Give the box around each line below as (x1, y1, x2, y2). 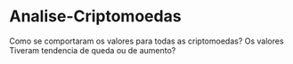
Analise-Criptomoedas (9, 6, 182, 27)
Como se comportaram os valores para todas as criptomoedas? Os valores (9, 36, 284, 46)
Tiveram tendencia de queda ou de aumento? (9, 44, 176, 55)
